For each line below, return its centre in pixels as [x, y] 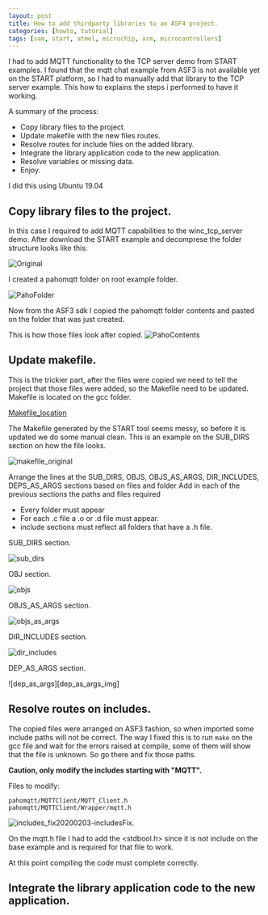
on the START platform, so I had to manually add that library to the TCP [126, 78]
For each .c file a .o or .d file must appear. [89, 518]
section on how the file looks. [57, 445]
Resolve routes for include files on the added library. [107, 144]
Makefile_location [38, 413]
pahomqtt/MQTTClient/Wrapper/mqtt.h [70, 807]
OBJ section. [30, 574]
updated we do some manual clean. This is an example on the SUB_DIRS [129, 437]
